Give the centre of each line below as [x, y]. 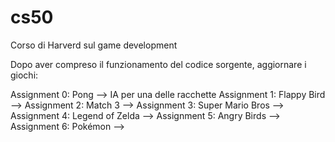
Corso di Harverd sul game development [94, 45]
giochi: [24, 75]
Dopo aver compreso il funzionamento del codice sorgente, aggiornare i [158, 64]
